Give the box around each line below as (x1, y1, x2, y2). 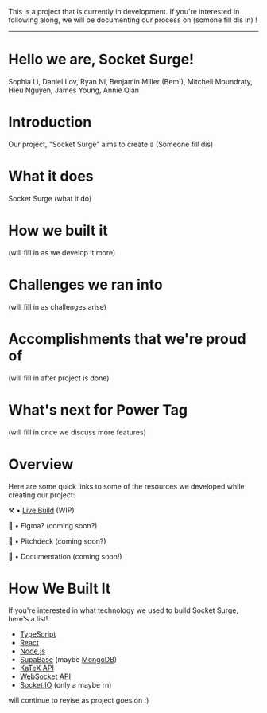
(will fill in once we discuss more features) (8, 427, 147, 437)
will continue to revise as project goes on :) (8, 695, 149, 705)
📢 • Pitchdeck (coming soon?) (8, 536, 106, 546)
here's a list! (8, 614, 48, 624)
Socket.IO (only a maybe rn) (19, 680, 112, 690)
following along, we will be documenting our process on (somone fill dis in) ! (8, 15, 258, 25)
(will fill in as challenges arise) (8, 302, 107, 311)
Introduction (8, 113, 92, 131)
